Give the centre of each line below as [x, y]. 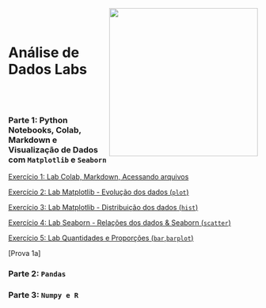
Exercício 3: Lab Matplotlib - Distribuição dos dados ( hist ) [103, 208]
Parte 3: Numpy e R [44, 295]
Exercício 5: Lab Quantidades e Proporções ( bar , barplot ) [101, 238]
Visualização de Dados [53, 149]
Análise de [44, 53]
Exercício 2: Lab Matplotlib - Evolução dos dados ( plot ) [99, 192]
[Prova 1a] [25, 254]
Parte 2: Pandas [37, 274]
